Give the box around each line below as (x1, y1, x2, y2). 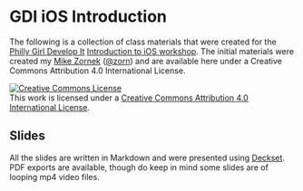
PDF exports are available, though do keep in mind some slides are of (9, 161, 269, 173)
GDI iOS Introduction (9, 6, 168, 27)
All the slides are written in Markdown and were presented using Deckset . (9, 152, 286, 163)
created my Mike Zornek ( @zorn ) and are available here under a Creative (9, 55, 283, 66)
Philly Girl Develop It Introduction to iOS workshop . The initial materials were (9, 45, 295, 56)
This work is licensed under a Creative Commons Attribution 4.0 (9, 92, 249, 103)
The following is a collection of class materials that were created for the (9, 36, 277, 47)
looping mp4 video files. (9, 171, 100, 182)
